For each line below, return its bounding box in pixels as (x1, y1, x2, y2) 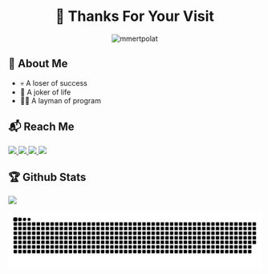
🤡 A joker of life (19, 87, 71, 97)
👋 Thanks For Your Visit (55, 7, 215, 26)
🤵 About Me (8, 57, 68, 71)
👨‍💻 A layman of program (19, 95, 102, 105)
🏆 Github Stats (8, 170, 87, 183)
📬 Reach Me (8, 120, 75, 134)
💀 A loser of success (19, 78, 88, 87)
